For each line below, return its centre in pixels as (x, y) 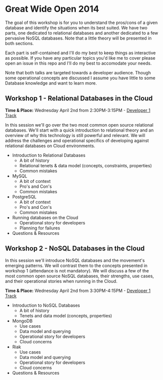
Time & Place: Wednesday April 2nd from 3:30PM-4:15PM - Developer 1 (78, 291)
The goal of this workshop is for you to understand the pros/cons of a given (81, 22)
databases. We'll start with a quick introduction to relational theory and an (80, 130)
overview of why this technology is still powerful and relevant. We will (75, 135)
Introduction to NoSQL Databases (46, 305)
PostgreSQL (24, 197)
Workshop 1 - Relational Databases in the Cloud (79, 99)
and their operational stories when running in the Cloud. (61, 281)
